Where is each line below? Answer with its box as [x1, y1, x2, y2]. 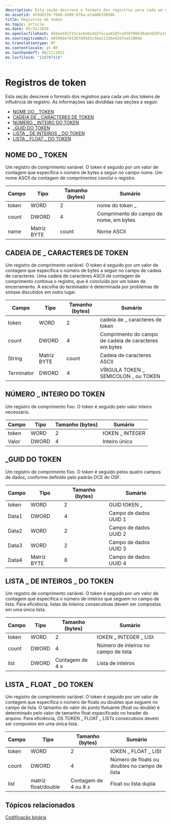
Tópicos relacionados [5, 801, 75, 809]
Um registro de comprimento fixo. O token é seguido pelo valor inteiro [5, 403, 152, 410]
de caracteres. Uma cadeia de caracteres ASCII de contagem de [5, 273, 141, 279]
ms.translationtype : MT [5, 41, 56, 46]
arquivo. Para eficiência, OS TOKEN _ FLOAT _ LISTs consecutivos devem [5, 716, 159, 722]
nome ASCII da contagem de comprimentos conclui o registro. [5, 175, 136, 181]
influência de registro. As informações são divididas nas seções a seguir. [5, 99, 159, 105]
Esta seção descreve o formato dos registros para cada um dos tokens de [5, 94, 160, 100]
